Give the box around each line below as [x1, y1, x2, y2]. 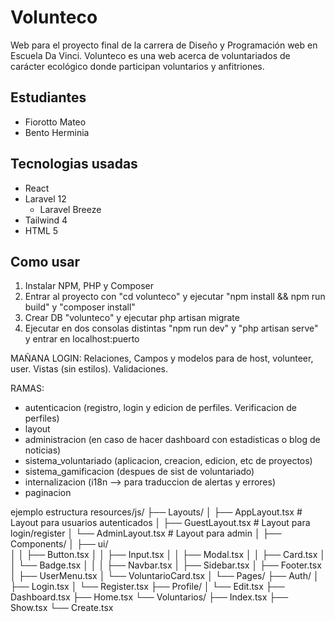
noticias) [24, 444, 62, 456]
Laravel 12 [24, 192, 67, 205]
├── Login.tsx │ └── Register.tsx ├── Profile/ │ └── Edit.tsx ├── [10, 581, 285, 593]
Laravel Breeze [39, 203, 102, 215]
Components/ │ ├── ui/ [10, 538, 109, 550]
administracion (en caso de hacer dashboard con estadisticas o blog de [24, 434, 321, 446]
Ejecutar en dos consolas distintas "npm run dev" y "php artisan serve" [24, 322, 319, 335]
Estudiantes [10, 89, 87, 106]
